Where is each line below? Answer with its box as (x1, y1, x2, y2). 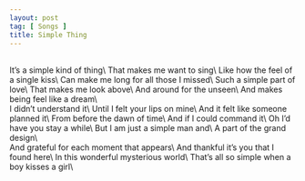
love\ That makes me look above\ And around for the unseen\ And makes (9, 84, 283, 96)
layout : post (9, 13, 59, 23)
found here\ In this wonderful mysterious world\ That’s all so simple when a (9, 152, 291, 163)
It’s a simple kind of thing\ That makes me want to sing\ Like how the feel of (9, 65, 293, 75)
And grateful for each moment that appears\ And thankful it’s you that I (9, 142, 275, 153)
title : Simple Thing (9, 30, 88, 39)
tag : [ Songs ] (9, 22, 67, 31)
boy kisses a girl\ (9, 161, 74, 173)
